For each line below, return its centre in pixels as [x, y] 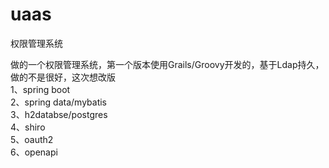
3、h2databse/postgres [59, 114]
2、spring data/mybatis [59, 102]
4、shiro [28, 127]
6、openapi [34, 152]
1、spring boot [40, 89]
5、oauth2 [32, 139]
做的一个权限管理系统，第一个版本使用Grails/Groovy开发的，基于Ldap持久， [167, 64]
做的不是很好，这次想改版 [63, 77]
